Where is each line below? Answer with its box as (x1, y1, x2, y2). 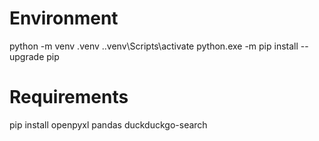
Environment (9, 7, 119, 30)
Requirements (9, 86, 129, 109)
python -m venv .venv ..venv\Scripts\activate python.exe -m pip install (9, 40, 299, 52)
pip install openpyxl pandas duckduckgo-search (9, 118, 208, 131)
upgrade (9, 50, 45, 62)
